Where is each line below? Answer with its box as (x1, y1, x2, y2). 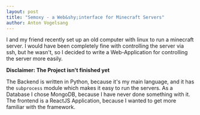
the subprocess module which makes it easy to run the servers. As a (6, 85, 173, 92)
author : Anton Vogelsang (6, 20, 68, 26)
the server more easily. (6, 55, 63, 63)
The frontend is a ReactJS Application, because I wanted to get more (6, 97, 177, 104)
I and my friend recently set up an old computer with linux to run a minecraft (6, 36, 194, 43)
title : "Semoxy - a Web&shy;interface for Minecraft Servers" (6, 14, 165, 20)
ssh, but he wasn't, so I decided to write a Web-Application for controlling (6, 49, 188, 56)
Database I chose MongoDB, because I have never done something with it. (6, 91, 190, 98)
